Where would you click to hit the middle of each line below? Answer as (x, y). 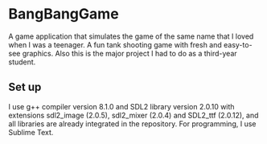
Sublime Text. (31, 132)
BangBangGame (64, 14)
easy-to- (238, 44)
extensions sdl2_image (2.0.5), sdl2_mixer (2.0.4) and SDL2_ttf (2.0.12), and (133, 115)
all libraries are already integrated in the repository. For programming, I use (132, 123)
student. (22, 62)
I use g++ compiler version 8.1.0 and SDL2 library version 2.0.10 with (121, 106)
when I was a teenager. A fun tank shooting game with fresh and (115, 44)
